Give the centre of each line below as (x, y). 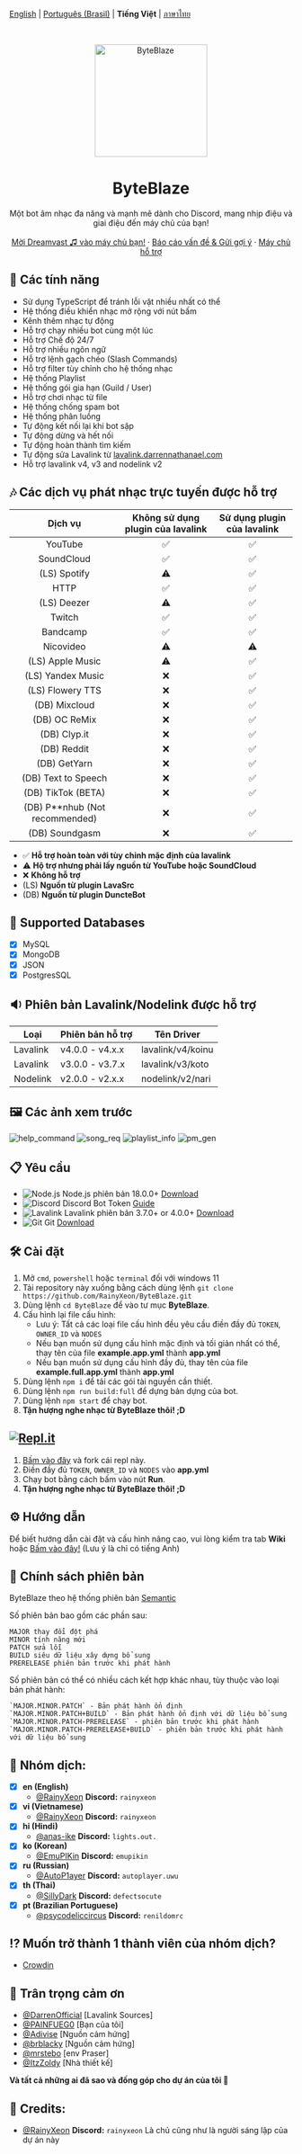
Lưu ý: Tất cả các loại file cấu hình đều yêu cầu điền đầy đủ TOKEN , (158, 1324)
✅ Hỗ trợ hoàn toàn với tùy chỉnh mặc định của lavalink (126, 855)
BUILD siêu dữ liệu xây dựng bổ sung (80, 1656)
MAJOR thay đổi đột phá (54, 1632)
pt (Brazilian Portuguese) (70, 1905)
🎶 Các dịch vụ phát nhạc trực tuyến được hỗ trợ (143, 492)
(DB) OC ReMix (65, 719)
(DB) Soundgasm (65, 833)
